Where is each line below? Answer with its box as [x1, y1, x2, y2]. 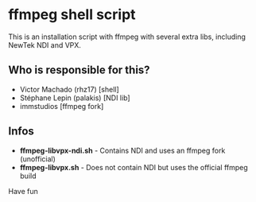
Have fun [8, 186, 38, 196]
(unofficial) [19, 153, 56, 164]
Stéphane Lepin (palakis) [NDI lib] [19, 93, 130, 103]
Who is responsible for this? [8, 64, 150, 77]
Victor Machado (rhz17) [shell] [19, 84, 119, 94]
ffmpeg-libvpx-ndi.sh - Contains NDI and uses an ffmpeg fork [19, 146, 226, 155]
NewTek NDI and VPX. [8, 40, 82, 49]
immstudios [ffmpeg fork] [19, 101, 104, 111]
